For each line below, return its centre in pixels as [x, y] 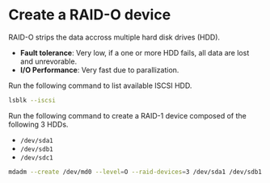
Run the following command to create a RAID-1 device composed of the [127, 115]
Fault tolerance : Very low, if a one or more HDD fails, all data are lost [135, 52]
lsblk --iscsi [32, 100]
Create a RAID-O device [90, 15]
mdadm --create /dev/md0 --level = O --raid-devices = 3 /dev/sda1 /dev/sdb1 [135, 172]
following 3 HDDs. [38, 124]
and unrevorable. [49, 61]
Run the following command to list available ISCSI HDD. [100, 85]
